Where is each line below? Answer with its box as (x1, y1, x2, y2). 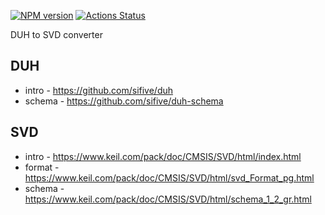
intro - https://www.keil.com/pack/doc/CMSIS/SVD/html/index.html (24, 150, 302, 162)
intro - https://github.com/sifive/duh (24, 84, 174, 96)
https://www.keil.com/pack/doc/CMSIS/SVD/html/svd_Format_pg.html (24, 171, 315, 184)
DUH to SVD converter (10, 29, 103, 40)
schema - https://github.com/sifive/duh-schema (24, 95, 224, 107)
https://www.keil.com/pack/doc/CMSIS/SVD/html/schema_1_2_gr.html (24, 193, 312, 205)
